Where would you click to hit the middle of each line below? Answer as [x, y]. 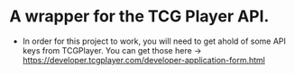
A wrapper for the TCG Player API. [139, 16]
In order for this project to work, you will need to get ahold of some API [154, 41]
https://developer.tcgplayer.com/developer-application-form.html [144, 60]
